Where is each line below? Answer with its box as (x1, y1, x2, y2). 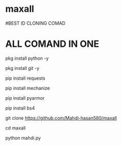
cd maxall (5, 124, 26, 131)
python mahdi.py (5, 135, 41, 141)
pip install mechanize (5, 85, 50, 91)
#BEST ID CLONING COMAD (5, 20, 66, 26)
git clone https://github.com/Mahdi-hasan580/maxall (5, 115, 117, 121)
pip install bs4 (5, 105, 35, 111)
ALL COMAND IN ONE (5, 38, 99, 50)
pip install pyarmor (5, 95, 45, 101)
